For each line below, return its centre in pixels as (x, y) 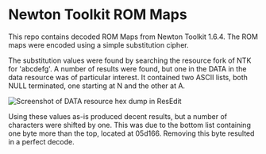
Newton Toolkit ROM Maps (98, 15)
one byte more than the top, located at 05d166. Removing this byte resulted (131, 133)
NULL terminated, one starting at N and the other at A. (96, 86)
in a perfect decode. (41, 141)
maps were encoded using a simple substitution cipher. (98, 44)
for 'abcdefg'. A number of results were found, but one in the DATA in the (127, 68)
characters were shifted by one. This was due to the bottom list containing (130, 125)
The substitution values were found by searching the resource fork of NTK (130, 60)
